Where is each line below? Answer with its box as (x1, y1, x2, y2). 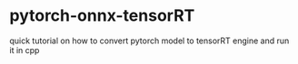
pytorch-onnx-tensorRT (9, 5, 195, 26)
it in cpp (9, 44, 40, 55)
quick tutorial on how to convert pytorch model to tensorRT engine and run (9, 35, 290, 46)
